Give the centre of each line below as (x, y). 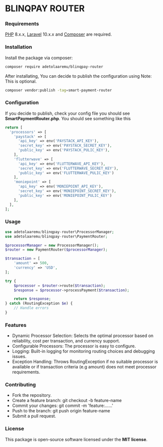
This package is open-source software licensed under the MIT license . (76, 439)
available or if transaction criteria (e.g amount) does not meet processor (84, 367)
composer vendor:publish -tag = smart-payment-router (58, 90)
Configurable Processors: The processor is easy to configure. (74, 346)
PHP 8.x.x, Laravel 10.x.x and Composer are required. (58, 34)
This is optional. (21, 81)
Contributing (20, 385)
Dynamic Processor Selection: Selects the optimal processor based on (83, 336)
